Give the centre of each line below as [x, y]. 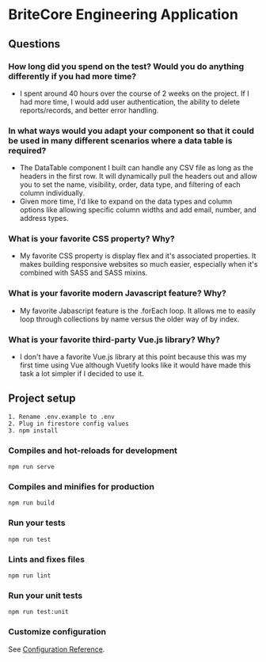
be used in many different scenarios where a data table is [120, 140]
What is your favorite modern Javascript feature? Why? [118, 293]
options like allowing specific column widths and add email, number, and [138, 210]
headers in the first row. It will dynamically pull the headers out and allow [138, 177]
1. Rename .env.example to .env [61, 417]
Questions [34, 44]
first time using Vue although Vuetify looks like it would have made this [135, 365]
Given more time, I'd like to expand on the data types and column [126, 202]
